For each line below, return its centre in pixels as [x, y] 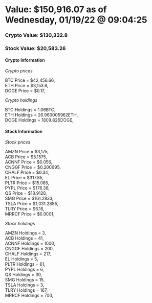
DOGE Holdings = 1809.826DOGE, [39, 120]
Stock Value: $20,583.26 [35, 48]
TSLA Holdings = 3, [25, 285]
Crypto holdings [21, 100]
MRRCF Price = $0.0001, [30, 214]
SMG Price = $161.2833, [29, 198]
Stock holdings [20, 224]
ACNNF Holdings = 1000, [30, 243]
